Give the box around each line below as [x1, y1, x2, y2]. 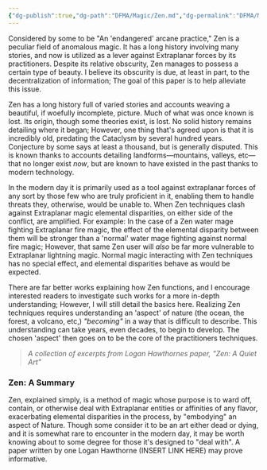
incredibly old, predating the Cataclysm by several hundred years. [8, 133, 224, 143]
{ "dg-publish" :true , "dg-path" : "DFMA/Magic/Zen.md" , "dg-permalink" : [8, 11, 237, 20]
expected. [8, 267, 41, 277]
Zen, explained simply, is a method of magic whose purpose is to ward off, [8, 394, 252, 404]
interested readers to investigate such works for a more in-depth [8, 291, 220, 301]
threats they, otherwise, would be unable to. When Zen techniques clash [8, 200, 246, 209]
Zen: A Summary [8, 377, 75, 388]
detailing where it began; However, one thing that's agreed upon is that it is [8, 125, 254, 134]
